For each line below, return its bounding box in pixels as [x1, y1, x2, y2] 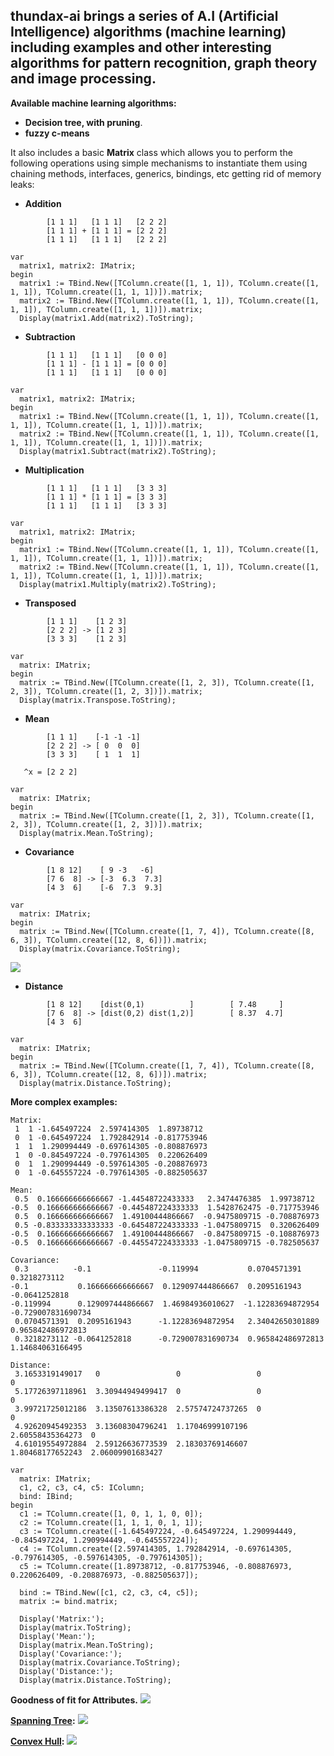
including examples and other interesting [10, 39, 272, 56]
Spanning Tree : [10, 1714, 76, 1726]
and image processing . [10, 70, 157, 88]
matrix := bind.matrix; [19, 1596, 118, 1606]
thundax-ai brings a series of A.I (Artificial [10, 8, 279, 25]
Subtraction [24, 330, 76, 343]
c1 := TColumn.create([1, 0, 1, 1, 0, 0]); [19, 1509, 203, 1519]
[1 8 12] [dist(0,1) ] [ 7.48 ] [46, 999, 284, 1009]
